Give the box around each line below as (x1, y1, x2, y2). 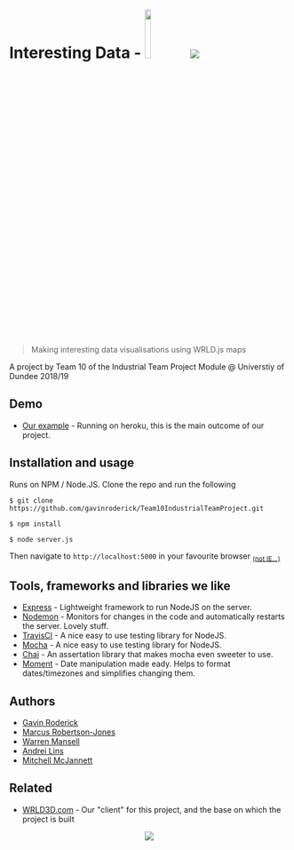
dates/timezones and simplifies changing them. (21, 668, 195, 679)
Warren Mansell (21, 735, 80, 746)
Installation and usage (9, 456, 135, 471)
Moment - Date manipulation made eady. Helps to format (21, 658, 231, 670)
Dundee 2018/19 (9, 370, 69, 381)
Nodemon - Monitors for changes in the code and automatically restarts (21, 611, 286, 622)
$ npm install (9, 520, 62, 528)
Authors (9, 694, 56, 709)
